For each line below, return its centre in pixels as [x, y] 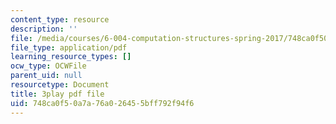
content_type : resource [60, 19]
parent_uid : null [46, 76]
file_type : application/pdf [69, 47]
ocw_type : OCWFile [48, 66]
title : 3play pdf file [57, 94]
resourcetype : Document [60, 85]
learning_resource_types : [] [71, 57]
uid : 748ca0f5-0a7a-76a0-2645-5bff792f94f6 [102, 103]
